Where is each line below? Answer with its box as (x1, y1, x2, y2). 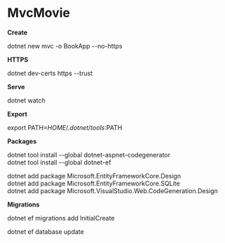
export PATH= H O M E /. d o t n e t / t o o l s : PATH (7, 123, 123, 131)
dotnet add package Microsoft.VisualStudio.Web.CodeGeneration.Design (7, 186, 219, 195)
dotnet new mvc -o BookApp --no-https (7, 41, 123, 50)
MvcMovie (7, 5, 70, 21)
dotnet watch (7, 96, 46, 105)
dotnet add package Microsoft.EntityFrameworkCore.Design (7, 171, 181, 180)
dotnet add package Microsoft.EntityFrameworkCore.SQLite (7, 179, 180, 188)
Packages (7, 137, 37, 145)
